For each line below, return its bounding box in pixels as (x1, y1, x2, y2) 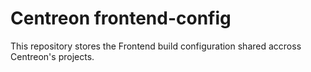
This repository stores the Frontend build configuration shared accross (10, 40, 302, 52)
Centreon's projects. (10, 50, 95, 62)
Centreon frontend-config (10, 7, 232, 30)
